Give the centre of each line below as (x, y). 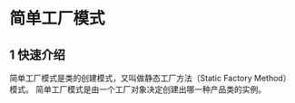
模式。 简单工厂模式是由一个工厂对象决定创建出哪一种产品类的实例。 (138, 89)
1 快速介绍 (38, 55)
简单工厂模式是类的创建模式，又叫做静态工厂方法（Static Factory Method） (150, 78)
